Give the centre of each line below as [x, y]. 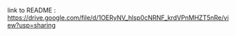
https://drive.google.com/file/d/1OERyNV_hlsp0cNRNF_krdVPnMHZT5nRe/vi [118, 18]
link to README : [32, 10]
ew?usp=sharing [32, 25]
